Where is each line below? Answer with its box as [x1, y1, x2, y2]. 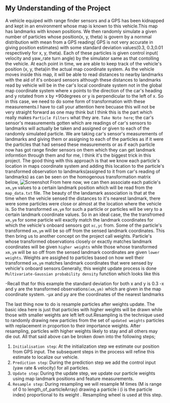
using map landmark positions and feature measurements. [12, 375, 134, 382]
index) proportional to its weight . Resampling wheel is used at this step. [12, 391, 163, 397]
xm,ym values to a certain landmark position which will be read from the [5, 185, 153, 191]
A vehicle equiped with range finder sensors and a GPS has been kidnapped [5, 17, 164, 23]
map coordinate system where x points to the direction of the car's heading [5, 87, 162, 93]
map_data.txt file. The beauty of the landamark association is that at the [5, 190, 155, 196]
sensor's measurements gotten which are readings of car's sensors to [5, 120, 152, 126]
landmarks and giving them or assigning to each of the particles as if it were [5, 136, 163, 142]
